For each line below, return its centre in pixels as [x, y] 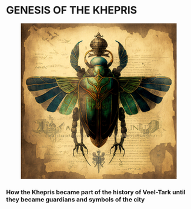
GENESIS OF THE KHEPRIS [72, 10]
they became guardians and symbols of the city [76, 199]
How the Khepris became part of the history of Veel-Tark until [96, 192]
